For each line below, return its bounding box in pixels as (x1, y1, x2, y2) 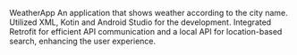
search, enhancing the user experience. (9, 35, 157, 46)
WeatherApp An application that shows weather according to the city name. (9, 8, 288, 18)
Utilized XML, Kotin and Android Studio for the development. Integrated (9, 17, 272, 27)
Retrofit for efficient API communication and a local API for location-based (9, 27, 283, 36)
